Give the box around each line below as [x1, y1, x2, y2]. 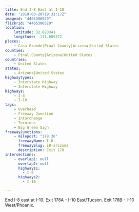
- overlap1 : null [14, 156, 49, 161]
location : [5, 25, 25, 30]
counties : [5, 48, 25, 53]
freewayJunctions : [5, 130, 42, 135]
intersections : [5, 152, 36, 157]
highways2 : [18, 175, 40, 180]
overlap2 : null [18, 161, 49, 166]
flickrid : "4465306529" [5, 20, 54, 26]
